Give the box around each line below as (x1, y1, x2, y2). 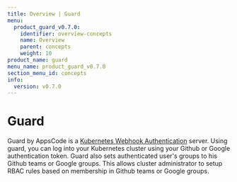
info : (7, 76, 23, 84)
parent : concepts (20, 43, 71, 50)
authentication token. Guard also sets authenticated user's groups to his (7, 152, 218, 160)
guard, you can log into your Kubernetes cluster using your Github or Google (7, 144, 231, 153)
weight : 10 (20, 50, 52, 57)
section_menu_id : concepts (7, 69, 87, 76)
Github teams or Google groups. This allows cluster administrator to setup (7, 159, 223, 168)
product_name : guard (7, 57, 69, 64)
